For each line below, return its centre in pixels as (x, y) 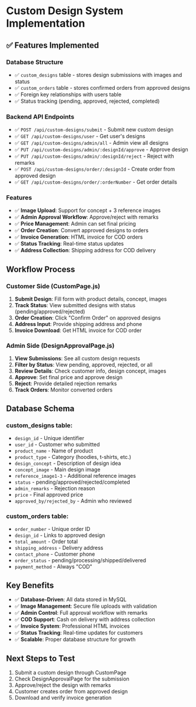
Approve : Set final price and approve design (69, 377)
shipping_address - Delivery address (59, 548)
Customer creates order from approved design (71, 692)
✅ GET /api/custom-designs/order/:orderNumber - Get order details (96, 182)
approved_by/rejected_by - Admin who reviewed (73, 501)
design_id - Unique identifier (49, 438)
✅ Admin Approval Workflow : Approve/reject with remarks (87, 217)
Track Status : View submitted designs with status (75, 305)
